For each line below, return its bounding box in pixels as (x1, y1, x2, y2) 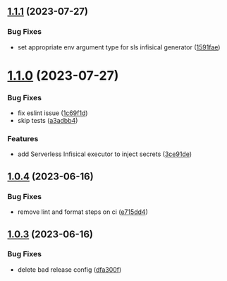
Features (7, 134, 39, 144)
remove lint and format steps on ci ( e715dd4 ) (17, 208, 148, 216)
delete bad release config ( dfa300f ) (17, 265, 122, 274)
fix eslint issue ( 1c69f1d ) (17, 109, 88, 117)
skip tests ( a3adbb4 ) (17, 116, 78, 125)
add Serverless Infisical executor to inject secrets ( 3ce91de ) (17, 150, 192, 158)
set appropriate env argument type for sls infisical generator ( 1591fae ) (17, 42, 221, 52)
